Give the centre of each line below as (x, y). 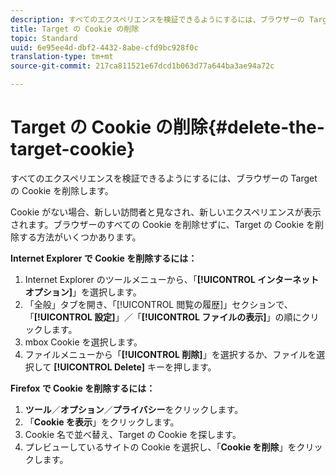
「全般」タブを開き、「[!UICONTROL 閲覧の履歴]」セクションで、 (158, 304)
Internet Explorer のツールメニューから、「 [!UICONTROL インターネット (172, 279)
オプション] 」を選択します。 (83, 292)
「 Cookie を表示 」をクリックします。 (102, 422)
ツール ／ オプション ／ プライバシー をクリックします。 (134, 409)
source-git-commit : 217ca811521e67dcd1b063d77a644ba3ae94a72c (142, 66)
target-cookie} (73, 149)
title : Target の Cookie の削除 (75, 29)
